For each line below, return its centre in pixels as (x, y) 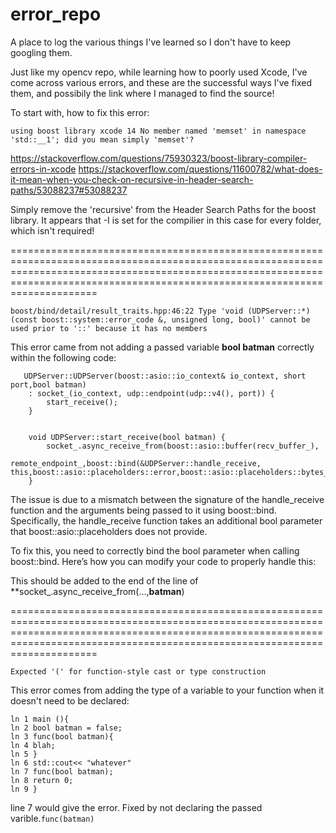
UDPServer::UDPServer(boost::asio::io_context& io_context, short (165, 376)
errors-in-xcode (43, 169)
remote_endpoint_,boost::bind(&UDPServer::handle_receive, (136, 463)
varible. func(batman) (52, 818)
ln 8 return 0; (42, 780)
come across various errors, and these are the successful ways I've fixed (161, 82)
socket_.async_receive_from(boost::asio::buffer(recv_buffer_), (183, 446)
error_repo (56, 14)
